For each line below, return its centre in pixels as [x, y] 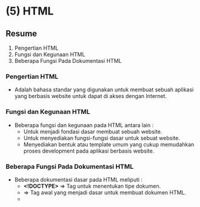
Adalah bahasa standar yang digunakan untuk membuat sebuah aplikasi [104, 90]
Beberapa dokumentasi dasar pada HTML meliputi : [79, 179]
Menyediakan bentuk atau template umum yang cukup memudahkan [109, 144]
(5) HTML [30, 11]
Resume [21, 34]
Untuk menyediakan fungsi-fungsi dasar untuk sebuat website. [102, 138]
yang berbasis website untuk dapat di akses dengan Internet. [91, 96]
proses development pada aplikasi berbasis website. [89, 151]
